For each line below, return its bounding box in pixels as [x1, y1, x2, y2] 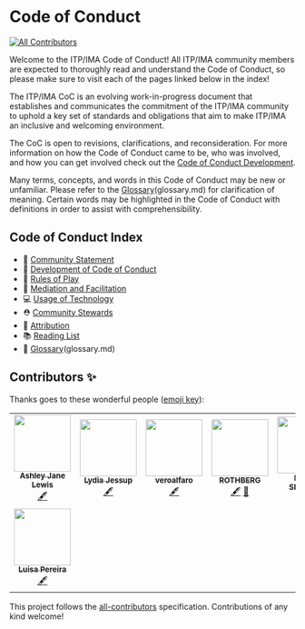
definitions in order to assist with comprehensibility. [9, 203, 202, 215]
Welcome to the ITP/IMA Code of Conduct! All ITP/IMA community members [9, 54, 295, 65]
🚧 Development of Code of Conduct [22, 264, 157, 275]
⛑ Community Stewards [22, 306, 113, 317]
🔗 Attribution [22, 320, 70, 331]
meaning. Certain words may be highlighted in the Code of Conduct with [9, 194, 280, 205]
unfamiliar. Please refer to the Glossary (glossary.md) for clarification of [9, 184, 275, 195]
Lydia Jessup [84, 475, 133, 485]
